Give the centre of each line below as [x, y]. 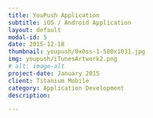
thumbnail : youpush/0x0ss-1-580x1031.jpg [77, 52]
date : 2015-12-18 [36, 45]
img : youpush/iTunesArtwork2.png [63, 59]
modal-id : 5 [27, 37]
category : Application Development [66, 88]
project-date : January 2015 [54, 73]
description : [29, 95]
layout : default [35, 30]
